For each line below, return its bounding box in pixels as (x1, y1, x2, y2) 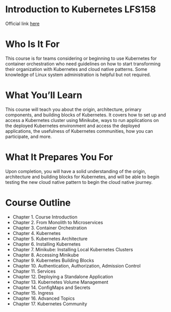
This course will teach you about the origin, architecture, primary (5, 106, 142, 112)
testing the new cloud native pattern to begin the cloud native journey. (5, 179, 153, 185)
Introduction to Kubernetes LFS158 (5, 4, 156, 15)
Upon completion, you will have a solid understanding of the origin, (5, 168, 146, 174)
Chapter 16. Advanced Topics (12, 295, 75, 301)
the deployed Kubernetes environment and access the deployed (5, 123, 140, 129)
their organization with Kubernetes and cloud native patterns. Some (5, 66, 148, 72)
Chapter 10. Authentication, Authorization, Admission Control (12, 262, 141, 269)
